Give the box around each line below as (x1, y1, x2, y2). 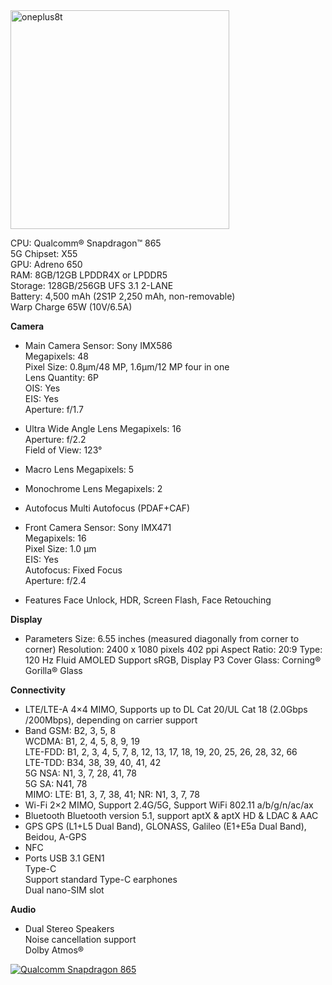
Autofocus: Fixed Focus (24, 564, 123, 576)
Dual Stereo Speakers (24, 923, 115, 934)
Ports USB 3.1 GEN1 (24, 852, 105, 864)
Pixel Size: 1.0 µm (24, 543, 97, 554)
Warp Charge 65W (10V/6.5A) (10, 301, 133, 313)
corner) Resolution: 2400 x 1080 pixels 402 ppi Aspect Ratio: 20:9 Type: (24, 644, 323, 655)
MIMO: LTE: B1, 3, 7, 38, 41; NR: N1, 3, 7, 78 (24, 789, 200, 800)
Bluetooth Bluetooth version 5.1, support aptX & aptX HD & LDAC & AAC (24, 810, 319, 821)
